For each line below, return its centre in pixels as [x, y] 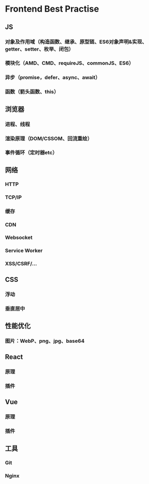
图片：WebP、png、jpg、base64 [45, 341]
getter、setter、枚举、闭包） [39, 49]
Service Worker [24, 251]
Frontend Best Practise [52, 9]
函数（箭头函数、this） [32, 92]
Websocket [19, 238]
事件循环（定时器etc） [31, 153]
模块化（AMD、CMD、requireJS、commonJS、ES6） [70, 63]
